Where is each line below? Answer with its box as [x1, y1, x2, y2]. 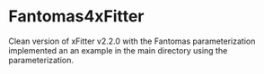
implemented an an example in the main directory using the [8, 45, 228, 55]
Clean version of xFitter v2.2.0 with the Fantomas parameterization [8, 36, 256, 46]
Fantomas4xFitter [8, 6, 145, 27]
